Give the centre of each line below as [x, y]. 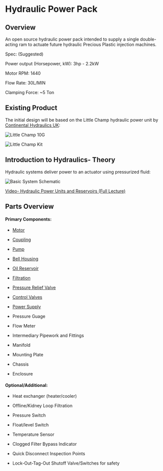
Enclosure [23, 374]
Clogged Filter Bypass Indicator [45, 444]
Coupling [22, 240]
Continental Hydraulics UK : [33, 125]
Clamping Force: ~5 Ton [30, 92]
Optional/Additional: [27, 385]
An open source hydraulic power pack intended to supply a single [72, 39]
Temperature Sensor [33, 434]
